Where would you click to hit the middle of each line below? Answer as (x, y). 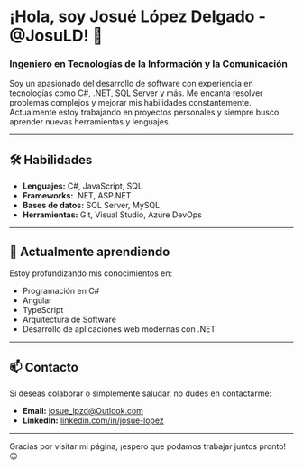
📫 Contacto (44, 367)
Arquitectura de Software (69, 320)
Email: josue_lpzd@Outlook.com (83, 410)
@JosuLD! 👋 (56, 36)
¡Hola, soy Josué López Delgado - (138, 17)
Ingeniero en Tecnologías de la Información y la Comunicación (149, 64)
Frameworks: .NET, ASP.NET (77, 196)
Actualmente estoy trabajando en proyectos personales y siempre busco (144, 112)
